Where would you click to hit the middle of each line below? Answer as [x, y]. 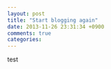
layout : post [26, 14]
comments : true [29, 33]
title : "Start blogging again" [53, 20]
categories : [24, 40]
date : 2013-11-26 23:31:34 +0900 [56, 26]
